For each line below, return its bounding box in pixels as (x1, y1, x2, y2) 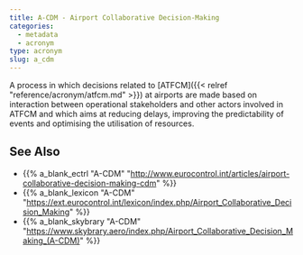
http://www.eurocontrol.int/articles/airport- (130, 168, 290, 178)
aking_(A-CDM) (22, 235, 80, 246)
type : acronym (9, 47, 63, 56)
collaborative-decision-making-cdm (22, 178, 157, 188)
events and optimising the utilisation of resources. (9, 118, 195, 129)
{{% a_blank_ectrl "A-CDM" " (22, 168, 131, 178)
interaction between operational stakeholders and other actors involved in (9, 99, 284, 109)
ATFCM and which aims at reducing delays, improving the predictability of (9, 109, 284, 119)
